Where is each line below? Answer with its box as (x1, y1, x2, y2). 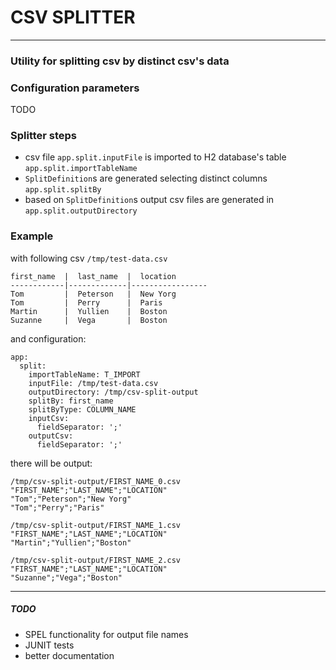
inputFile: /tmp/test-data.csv (28, 378, 159, 388)
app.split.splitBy (24, 185, 102, 195)
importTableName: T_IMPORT (28, 369, 141, 380)
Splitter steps (10, 129, 78, 143)
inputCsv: (28, 413, 70, 423)
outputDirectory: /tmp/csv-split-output (28, 387, 199, 397)
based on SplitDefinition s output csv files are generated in (24, 194, 275, 206)
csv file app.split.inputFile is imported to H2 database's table (24, 151, 287, 163)
